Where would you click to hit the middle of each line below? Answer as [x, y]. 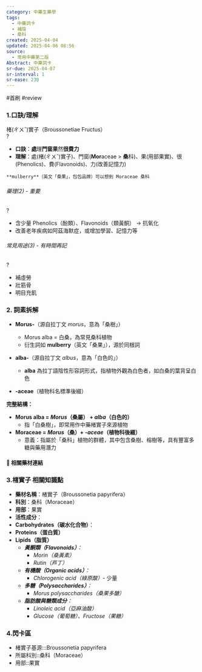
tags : [13, 18]
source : [16, 52]
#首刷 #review [24, 98]
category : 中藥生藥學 [31, 12]
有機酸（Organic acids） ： [57, 570]
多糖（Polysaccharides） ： [58, 586]
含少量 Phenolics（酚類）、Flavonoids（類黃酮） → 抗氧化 [87, 223]
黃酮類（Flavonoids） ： [53, 548]
